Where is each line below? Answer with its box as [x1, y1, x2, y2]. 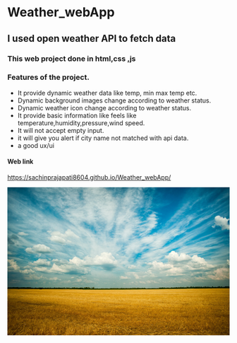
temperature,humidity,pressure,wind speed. [17, 118, 145, 127]
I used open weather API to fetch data [7, 33, 176, 45]
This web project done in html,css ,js [7, 54, 136, 64]
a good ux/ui [17, 141, 55, 149]
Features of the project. [7, 72, 90, 82]
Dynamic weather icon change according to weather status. [17, 103, 192, 112]
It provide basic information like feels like [17, 111, 137, 120]
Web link [7, 157, 34, 166]
